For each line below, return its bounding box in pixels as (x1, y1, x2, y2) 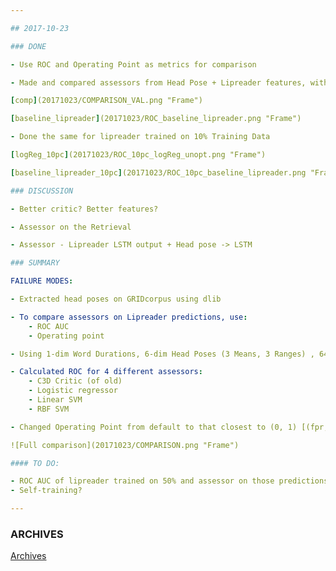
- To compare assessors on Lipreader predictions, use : (10, 312, 248, 322)
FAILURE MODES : (10, 276, 74, 286)
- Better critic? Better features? (10, 204, 159, 214)
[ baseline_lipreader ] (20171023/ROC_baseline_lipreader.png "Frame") (10, 114, 302, 124)
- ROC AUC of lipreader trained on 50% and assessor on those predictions (10, 476, 329, 486)
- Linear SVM (28, 395, 83, 405)
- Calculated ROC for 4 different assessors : (10, 367, 203, 377)
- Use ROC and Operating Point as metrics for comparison (10, 59, 257, 70)
